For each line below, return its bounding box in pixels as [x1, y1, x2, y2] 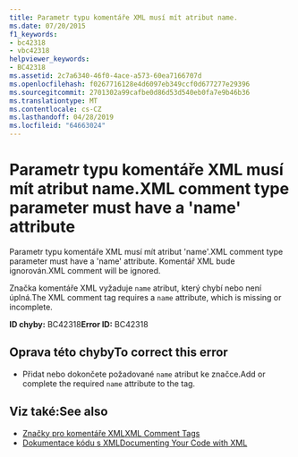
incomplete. [9, 301, 54, 312]
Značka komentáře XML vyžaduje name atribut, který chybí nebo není [9, 283, 262, 293]
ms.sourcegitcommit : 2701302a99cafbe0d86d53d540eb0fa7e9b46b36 [9, 88, 251, 97]
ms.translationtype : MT [9, 96, 98, 106]
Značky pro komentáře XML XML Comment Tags [21, 427, 200, 438]
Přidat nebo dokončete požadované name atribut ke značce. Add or [21, 368, 266, 379]
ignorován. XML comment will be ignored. [9, 265, 161, 275]
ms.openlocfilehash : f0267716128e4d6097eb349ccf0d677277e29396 [9, 80, 251, 89]
